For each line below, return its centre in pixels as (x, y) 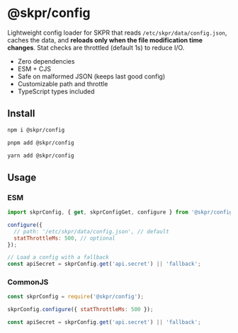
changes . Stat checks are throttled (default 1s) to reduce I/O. (96, 47)
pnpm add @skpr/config (41, 143)
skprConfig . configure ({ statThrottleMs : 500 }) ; (80, 310)
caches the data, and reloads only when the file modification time (105, 40)
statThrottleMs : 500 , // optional (64, 238)
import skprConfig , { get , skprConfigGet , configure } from (98, 212)
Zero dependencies (46, 61)
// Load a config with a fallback (58, 257)
